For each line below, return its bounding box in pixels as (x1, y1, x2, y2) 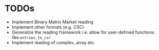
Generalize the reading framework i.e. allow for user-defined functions (11, 29, 155, 35)
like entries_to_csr (11, 34, 51, 40)
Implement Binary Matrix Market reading (11, 19, 94, 25)
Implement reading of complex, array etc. (11, 39, 96, 45)
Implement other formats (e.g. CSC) (11, 24, 84, 30)
